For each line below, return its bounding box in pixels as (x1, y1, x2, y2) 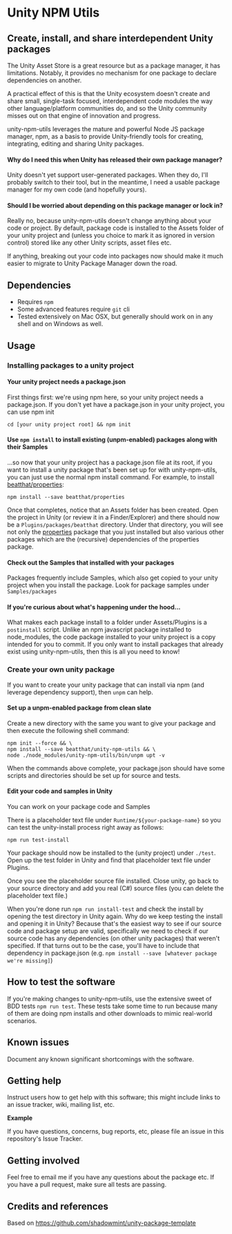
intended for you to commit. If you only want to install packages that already (7, 640, 224, 649)
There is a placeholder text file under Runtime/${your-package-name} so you (7, 816, 221, 824)
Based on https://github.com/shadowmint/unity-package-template (7, 1219, 197, 1227)
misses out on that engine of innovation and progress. (7, 112, 161, 120)
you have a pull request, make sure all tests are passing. (7, 1180, 167, 1189)
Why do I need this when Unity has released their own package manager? (7, 155, 223, 164)
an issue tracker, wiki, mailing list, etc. (7, 1101, 115, 1109)
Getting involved (7, 1155, 80, 1166)
